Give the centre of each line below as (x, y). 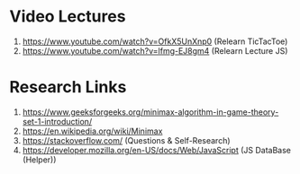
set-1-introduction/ (57, 121)
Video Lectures (68, 17)
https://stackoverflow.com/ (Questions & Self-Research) (127, 140)
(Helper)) (39, 160)
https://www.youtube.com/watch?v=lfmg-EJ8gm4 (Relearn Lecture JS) (155, 50)
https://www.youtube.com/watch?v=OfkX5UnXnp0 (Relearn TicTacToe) (155, 41)
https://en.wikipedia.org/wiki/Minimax (92, 131)
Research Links (68, 87)
